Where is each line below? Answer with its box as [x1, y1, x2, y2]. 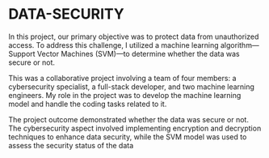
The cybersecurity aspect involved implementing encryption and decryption [8, 123, 262, 133]
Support [8, 49, 36, 58]
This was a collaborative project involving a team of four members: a [8, 73, 237, 83]
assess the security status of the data [8, 140, 134, 150]
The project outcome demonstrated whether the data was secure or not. [8, 114, 249, 124]
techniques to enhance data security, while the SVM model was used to [8, 131, 247, 142]
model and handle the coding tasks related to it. [8, 99, 167, 109]
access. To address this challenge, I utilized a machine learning [8, 40, 220, 49]
